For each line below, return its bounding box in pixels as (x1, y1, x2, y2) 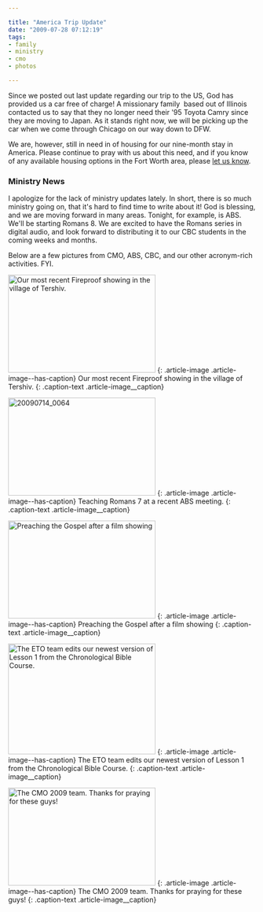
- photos (8, 62, 37, 71)
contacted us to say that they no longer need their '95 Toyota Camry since (8, 107, 249, 116)
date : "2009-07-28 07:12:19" (8, 25, 104, 34)
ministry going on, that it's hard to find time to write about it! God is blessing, (8, 202, 256, 212)
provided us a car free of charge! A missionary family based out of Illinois (8, 99, 247, 109)
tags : (8, 33, 26, 41)
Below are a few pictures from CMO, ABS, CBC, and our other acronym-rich (8, 251, 253, 260)
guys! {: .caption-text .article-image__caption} (8, 895, 157, 905)
